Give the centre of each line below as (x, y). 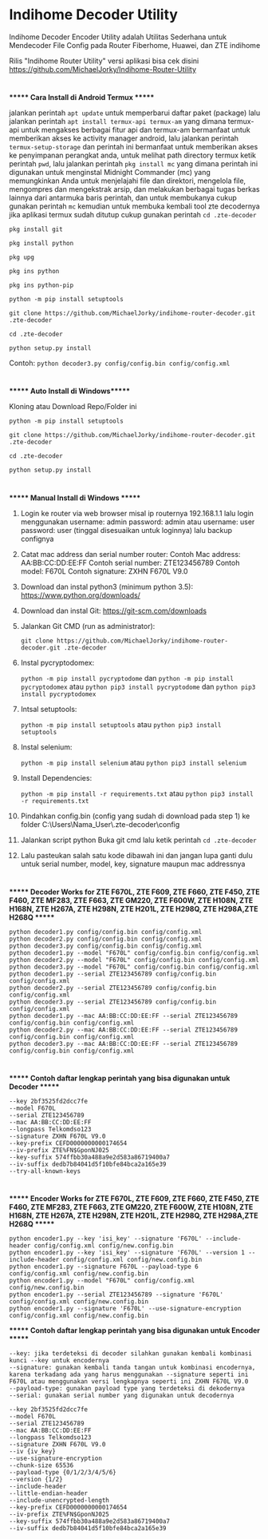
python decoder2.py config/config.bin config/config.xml (106, 939)
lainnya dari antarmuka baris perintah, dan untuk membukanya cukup (123, 198)
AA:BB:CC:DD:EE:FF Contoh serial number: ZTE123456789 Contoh (130, 563)
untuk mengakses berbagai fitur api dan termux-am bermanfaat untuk (135, 130)
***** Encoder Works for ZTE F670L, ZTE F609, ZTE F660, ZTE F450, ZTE (134, 1199)
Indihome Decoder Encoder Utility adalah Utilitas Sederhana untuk (118, 37)
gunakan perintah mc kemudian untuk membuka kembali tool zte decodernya (134, 206)
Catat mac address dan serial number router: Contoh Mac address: (130, 554)
